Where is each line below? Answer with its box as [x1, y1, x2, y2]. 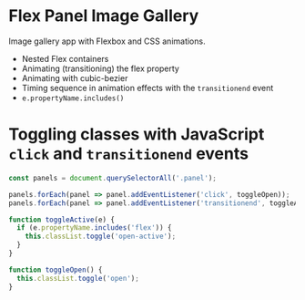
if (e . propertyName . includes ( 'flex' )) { [16, 223, 172, 233]
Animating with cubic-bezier [21, 72, 128, 83]
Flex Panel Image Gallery [8, 5, 199, 26]
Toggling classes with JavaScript [8, 124, 265, 145]
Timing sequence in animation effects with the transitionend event [21, 82, 274, 93]
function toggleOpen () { [8, 265, 103, 274]
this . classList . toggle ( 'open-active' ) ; [25, 232, 177, 242]
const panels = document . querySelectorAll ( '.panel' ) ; [8, 173, 218, 182]
